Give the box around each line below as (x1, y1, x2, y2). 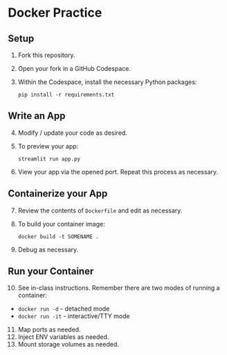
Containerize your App (8, 188, 108, 199)
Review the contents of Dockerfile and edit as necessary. (17, 206, 183, 215)
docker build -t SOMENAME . (17, 233, 99, 240)
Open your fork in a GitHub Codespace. (17, 65, 131, 72)
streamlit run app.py (17, 155, 80, 163)
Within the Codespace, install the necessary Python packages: (17, 78, 197, 86)
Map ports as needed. (17, 325, 82, 334)
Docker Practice (8, 5, 102, 21)
